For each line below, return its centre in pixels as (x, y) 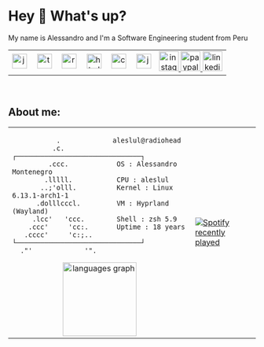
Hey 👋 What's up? (68, 16)
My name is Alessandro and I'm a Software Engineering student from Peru (128, 38)
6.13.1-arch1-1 (40, 195)
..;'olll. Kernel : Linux (107, 187)
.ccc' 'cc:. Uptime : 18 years (106, 227)
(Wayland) (30, 211)
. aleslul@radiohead (119, 140)
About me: (35, 112)
